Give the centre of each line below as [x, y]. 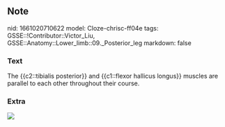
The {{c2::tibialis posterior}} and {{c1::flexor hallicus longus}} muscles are [113, 76]
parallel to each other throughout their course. [73, 83]
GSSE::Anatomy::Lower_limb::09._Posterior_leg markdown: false [99, 43]
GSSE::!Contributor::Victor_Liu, [51, 35]
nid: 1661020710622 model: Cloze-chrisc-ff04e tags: [83, 28]
